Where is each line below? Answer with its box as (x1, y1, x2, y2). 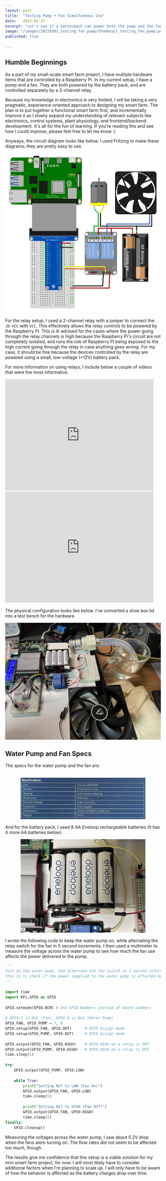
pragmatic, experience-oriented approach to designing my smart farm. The (5, 102, 158, 108)
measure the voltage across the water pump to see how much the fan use (5, 948, 156, 954)
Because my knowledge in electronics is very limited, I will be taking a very (5, 96, 158, 102)
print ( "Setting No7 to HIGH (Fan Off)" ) (23, 1104, 107, 1109)
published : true (5, 34, 39, 39)
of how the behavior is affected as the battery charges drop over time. (5, 1170, 148, 1176)
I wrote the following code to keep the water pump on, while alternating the (5, 938, 158, 944)
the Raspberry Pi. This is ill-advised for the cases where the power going (5, 328, 154, 334)
